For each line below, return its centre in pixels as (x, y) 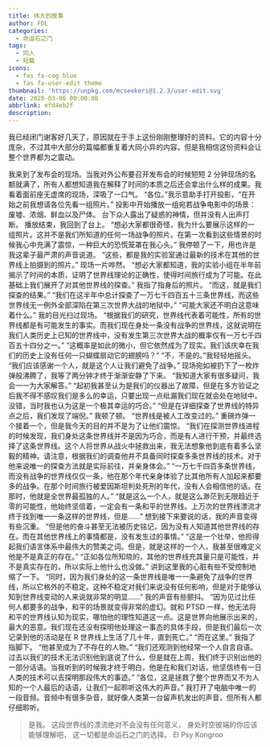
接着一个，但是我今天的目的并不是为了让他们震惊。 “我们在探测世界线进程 (137, 426)
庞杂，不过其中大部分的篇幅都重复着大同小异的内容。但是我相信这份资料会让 (135, 147)
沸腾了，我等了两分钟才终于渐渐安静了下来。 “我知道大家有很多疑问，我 (141, 376)
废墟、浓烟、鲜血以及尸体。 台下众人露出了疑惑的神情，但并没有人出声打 (129, 215)
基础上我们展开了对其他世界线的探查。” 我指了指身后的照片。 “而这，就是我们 (135, 285)
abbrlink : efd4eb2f (41, 105)
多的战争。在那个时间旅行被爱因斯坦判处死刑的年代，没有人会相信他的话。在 (135, 486)
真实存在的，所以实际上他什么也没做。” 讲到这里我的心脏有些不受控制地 (139, 567)
